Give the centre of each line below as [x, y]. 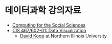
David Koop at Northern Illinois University [63, 36]
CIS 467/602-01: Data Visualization [49, 30]
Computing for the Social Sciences [49, 25]
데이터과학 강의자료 [43, 10]
